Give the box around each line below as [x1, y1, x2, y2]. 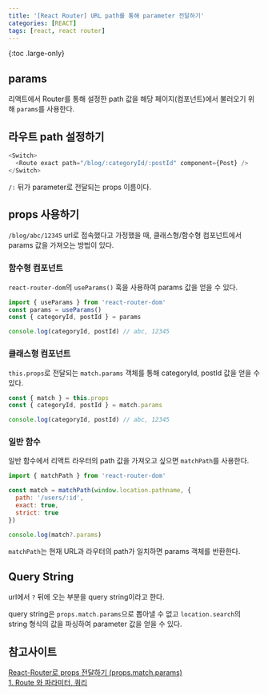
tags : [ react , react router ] [8, 26, 106, 34]
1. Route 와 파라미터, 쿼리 [8, 678, 88, 688]
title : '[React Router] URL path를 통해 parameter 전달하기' [8, 11, 205, 20]
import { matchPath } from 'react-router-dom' [8, 472, 166, 480]
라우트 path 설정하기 [8, 130, 105, 143]
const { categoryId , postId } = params [8, 313, 142, 321]
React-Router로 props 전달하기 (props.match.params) [8, 668, 182, 677]
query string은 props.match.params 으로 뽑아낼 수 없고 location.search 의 [8, 609, 242, 619]
